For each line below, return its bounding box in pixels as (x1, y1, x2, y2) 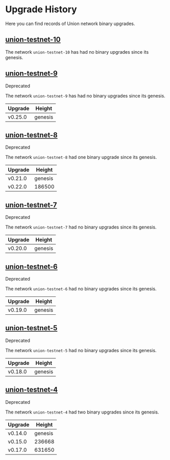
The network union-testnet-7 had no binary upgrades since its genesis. (5, 224, 157, 231)
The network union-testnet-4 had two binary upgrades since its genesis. (5, 409, 159, 415)
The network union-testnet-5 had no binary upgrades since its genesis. (5, 347, 157, 353)
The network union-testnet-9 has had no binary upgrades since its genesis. (5, 93, 166, 99)
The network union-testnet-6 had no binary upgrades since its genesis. (5, 286, 157, 292)
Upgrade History (5, 4, 78, 15)
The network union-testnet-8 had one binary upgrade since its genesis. (5, 154, 157, 160)
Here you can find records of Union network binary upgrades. (5, 20, 135, 27)
